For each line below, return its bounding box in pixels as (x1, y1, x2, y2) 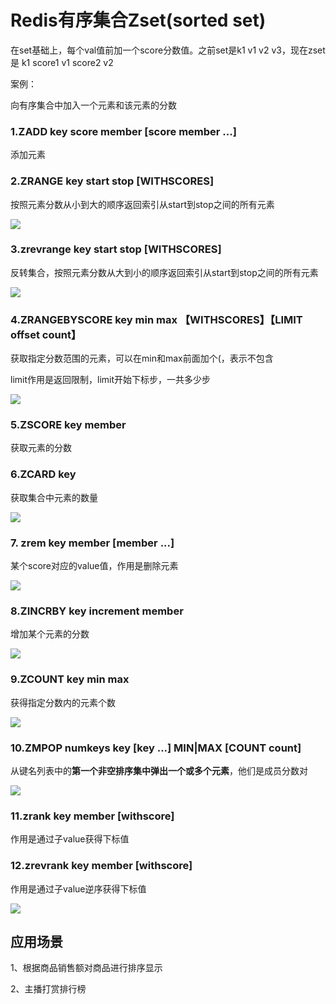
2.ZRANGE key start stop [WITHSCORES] (10, 174, 215, 188)
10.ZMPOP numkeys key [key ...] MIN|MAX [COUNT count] (10, 741, 302, 755)
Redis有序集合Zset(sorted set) (10, 9, 267, 32)
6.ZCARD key (10, 467, 77, 481)
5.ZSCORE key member (10, 418, 127, 432)
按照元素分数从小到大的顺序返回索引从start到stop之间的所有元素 (10, 198, 275, 210)
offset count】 (10, 327, 82, 341)
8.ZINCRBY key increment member (10, 604, 184, 618)
